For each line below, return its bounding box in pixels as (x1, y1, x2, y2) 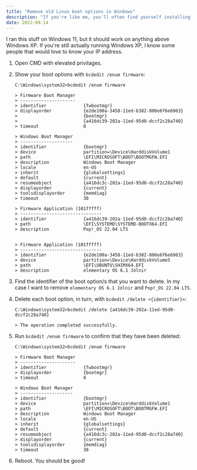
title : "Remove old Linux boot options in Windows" (6, 8, 135, 15)
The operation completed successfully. (20, 322, 118, 328)
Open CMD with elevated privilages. (14, 59, 102, 66)
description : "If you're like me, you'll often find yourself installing (6, 14, 191, 20)
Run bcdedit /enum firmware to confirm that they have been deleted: (14, 333, 181, 340)
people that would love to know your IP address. (6, 48, 123, 55)
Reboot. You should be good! (14, 457, 85, 465)
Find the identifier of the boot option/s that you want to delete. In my (14, 278, 181, 285)
